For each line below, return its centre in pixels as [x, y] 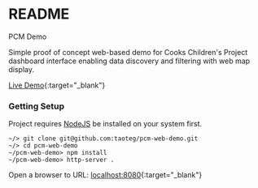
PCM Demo [28, 36]
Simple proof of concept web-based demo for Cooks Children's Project [128, 52]
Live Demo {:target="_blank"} [57, 85]
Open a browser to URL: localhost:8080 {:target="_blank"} [105, 175]
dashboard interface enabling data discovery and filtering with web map [129, 61]
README [39, 14]
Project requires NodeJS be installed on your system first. [105, 124]
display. [22, 69]
